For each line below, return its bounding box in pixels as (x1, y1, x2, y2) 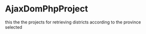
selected (5, 24, 23, 30)
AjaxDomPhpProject (5, 3, 88, 14)
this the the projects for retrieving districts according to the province (5, 19, 141, 25)
